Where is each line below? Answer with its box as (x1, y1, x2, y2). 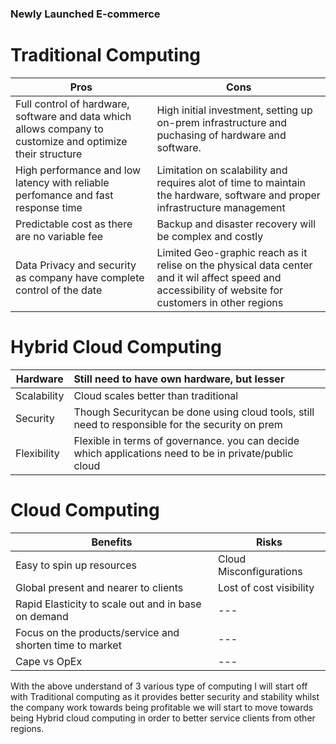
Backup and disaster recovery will (156, 217, 317, 231)
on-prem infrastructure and (156, 115, 288, 129)
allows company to (15, 122, 104, 136)
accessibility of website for (156, 283, 283, 297)
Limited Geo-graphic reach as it (156, 245, 308, 259)
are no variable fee (15, 229, 104, 243)
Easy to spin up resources (15, 558, 137, 572)
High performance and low (15, 163, 142, 177)
